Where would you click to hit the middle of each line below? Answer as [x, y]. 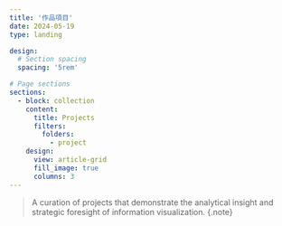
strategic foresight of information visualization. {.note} [132, 212]
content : [42, 109]
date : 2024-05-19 [42, 26]
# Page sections [40, 84]
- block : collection [56, 100]
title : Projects [64, 118]
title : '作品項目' [42, 18]
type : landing [36, 34]
